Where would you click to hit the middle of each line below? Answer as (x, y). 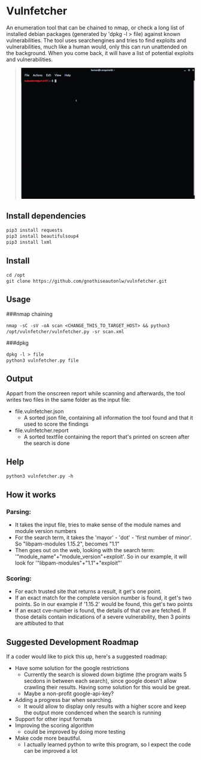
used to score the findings (56, 424)
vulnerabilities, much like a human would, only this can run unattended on (97, 47)
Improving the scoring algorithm (54, 725)
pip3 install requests (34, 231)
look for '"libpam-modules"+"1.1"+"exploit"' (68, 563)
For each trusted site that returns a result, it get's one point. (88, 592)
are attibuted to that (39, 623)
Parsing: (19, 511)
